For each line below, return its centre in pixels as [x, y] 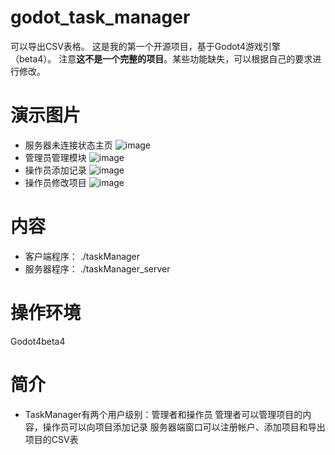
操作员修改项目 [55, 182]
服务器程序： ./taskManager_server [97, 268]
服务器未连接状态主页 [68, 145]
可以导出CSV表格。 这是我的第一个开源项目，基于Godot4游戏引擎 [146, 46]
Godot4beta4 [38, 341]
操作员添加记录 [55, 170]
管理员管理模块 [55, 157]
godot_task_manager [100, 17]
